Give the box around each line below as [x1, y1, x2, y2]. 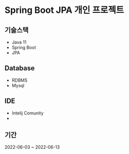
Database [4, 64, 35, 72]
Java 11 [11, 39, 27, 45]
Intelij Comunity [11, 110, 44, 116]
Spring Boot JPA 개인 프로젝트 [4, 4, 124, 16]
